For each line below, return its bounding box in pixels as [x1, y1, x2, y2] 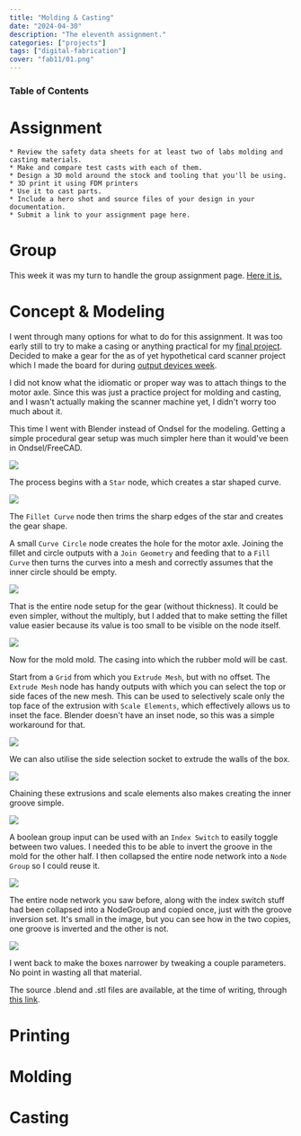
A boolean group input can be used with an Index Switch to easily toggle [9, 831, 279, 842]
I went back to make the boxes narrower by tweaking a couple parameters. [9, 957, 287, 968]
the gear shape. [9, 520, 68, 531]
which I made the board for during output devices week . [9, 359, 217, 370]
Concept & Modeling [9, 301, 165, 322]
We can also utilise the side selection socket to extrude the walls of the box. [9, 753, 290, 764]
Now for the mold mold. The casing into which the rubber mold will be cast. [9, 653, 288, 665]
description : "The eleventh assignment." [9, 30, 167, 39]
